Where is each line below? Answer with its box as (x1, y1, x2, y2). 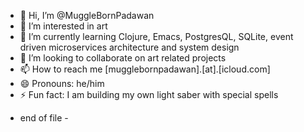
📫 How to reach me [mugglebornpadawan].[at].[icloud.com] (19, 63, 271, 75)
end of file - (19, 112, 69, 124)
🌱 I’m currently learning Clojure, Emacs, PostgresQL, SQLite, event (19, 31, 294, 42)
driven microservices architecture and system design (19, 41, 240, 53)
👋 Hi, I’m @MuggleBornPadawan (19, 10, 155, 21)
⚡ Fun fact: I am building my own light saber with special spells (19, 89, 279, 100)
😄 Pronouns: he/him (19, 78, 105, 89)
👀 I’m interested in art (19, 20, 108, 32)
